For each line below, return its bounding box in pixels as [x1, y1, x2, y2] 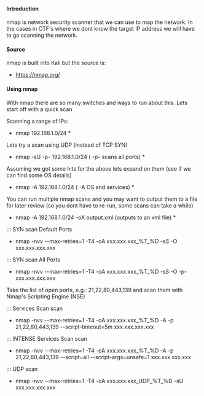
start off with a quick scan [6, 105, 73, 113]
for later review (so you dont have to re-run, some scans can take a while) [6, 201, 194, 209]
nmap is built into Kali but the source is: [6, 59, 106, 67]
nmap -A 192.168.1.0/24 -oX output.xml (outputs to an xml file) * [15, 214, 176, 221]
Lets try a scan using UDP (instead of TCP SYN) [6, 141, 128, 149]
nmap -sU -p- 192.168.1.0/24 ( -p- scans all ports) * [15, 153, 146, 160]
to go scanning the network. [6, 31, 78, 39]
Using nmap [6, 85, 38, 92]
